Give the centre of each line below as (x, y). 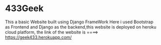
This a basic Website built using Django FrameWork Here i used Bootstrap (79, 22)
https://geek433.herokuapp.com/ (39, 37)
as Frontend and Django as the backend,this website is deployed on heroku (81, 27)
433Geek (24, 8)
